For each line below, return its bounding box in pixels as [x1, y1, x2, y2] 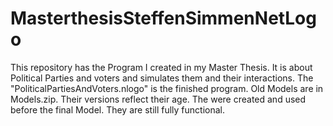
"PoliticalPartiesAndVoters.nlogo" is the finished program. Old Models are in [10, 82, 324, 94]
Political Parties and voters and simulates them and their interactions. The [10, 72, 314, 84]
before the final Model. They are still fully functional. [10, 103, 226, 116]
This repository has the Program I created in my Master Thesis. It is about [10, 61, 313, 73]
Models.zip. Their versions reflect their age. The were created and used [10, 93, 307, 105]
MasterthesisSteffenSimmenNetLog [10, 7, 317, 30]
